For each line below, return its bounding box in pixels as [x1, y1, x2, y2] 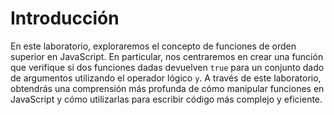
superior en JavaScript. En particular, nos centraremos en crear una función [10, 50, 324, 62]
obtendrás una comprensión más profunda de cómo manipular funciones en [10, 82, 325, 94]
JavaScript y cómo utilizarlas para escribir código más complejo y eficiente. [10, 93, 323, 105]
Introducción [10, 7, 120, 30]
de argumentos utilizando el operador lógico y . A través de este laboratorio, [10, 72, 322, 84]
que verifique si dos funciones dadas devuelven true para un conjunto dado [10, 61, 325, 73]
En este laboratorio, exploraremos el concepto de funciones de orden [10, 40, 297, 52]
